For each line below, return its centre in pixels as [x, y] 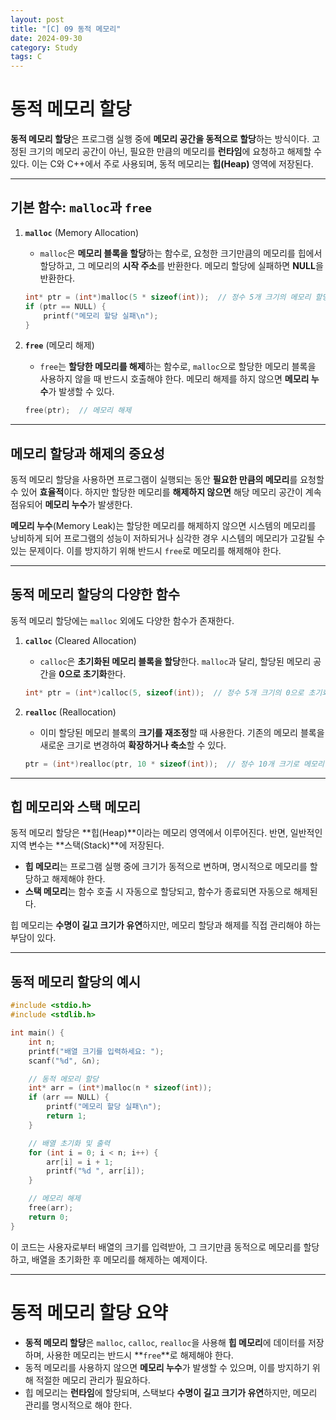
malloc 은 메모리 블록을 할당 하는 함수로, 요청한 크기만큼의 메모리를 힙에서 [181, 253]
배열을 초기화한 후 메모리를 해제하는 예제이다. [119, 1259]
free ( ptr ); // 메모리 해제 [78, 411]
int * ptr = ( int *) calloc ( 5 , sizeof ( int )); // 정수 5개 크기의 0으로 [164, 692]
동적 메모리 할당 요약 [89, 1312]
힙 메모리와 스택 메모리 [76, 807]
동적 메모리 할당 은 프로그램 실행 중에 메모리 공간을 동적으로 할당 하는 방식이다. [160, 139]
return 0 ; [49, 1217]
